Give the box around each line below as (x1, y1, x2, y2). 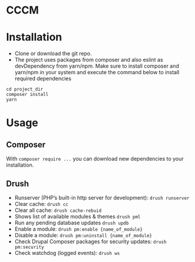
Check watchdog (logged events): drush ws (14, 249, 120, 256)
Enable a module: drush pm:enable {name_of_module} (14, 225, 143, 233)
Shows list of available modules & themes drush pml (14, 213, 141, 220)
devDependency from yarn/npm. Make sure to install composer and (14, 62, 180, 69)
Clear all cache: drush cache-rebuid (14, 207, 102, 214)
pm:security (14, 244, 44, 250)
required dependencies (14, 75, 72, 82)
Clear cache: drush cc (14, 200, 69, 207)
